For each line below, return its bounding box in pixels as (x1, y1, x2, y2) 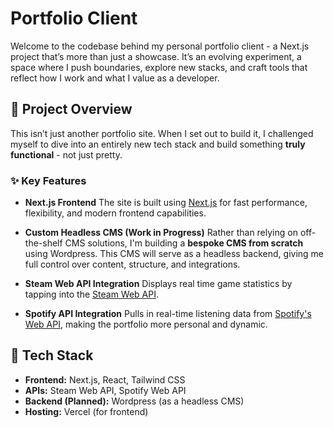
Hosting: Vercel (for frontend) (24, 405, 149, 417)
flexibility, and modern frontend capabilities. (24, 207, 207, 219)
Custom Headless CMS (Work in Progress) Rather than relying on (24, 227, 298, 239)
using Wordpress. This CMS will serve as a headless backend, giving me (24, 248, 325, 260)
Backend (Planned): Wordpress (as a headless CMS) (24, 395, 245, 407)
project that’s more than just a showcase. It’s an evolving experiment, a (10, 50, 302, 62)
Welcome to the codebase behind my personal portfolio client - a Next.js (10, 40, 310, 52)
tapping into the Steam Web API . (24, 288, 159, 301)
